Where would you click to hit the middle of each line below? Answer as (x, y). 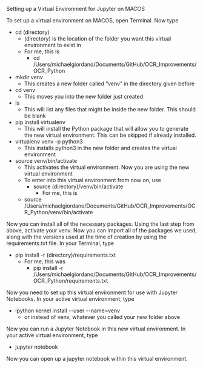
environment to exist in (53, 45)
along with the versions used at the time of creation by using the (87, 237)
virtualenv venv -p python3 (49, 141)
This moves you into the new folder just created (84, 97)
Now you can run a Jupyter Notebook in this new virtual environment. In (96, 329)
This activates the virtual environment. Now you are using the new (107, 167)
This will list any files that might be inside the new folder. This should (110, 109)
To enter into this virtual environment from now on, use (93, 180)
